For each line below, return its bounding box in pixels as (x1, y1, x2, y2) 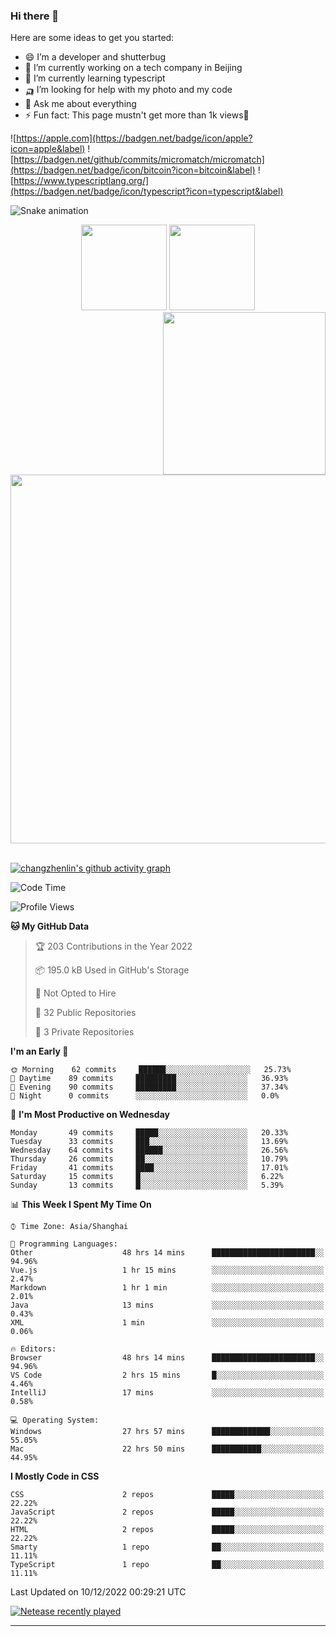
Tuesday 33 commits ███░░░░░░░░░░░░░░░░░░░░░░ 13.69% (10, 1137, 288, 1147)
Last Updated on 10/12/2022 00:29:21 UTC (10, 1586, 187, 1598)
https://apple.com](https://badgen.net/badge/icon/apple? (16, 132, 253, 144)
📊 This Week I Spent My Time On (10, 1199, 152, 1211)
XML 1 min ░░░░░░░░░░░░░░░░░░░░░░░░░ (10, 1318, 325, 1328)
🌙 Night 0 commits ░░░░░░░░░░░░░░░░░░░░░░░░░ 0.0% (10, 1091, 280, 1101)
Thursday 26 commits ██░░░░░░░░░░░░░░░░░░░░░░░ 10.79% (10, 1154, 288, 1164)
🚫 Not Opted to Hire (34, 987, 117, 999)
